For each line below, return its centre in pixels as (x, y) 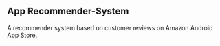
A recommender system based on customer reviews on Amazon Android (110, 27)
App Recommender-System (68, 11)
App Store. (22, 35)
